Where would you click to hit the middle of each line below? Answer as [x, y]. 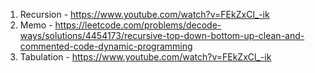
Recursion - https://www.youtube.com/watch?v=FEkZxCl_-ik [144, 14]
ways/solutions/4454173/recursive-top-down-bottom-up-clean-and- [162, 35]
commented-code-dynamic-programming [106, 46]
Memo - [36, 25]
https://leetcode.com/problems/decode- [138, 25]
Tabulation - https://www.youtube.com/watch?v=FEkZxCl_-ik [145, 57]
